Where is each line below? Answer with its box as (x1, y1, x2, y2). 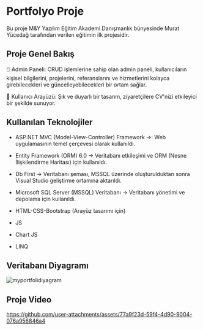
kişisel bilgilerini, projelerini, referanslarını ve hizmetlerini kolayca (6, 74, 170, 82)
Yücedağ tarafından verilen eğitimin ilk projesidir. (6, 31, 130, 38)
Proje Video (6, 294, 52, 305)
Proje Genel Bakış (6, 49, 75, 59)
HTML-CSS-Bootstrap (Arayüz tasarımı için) (15, 207, 126, 214)
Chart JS (15, 231, 38, 238)
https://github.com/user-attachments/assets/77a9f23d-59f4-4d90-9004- (6, 311, 193, 318)
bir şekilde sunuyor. (6, 99, 56, 107)
